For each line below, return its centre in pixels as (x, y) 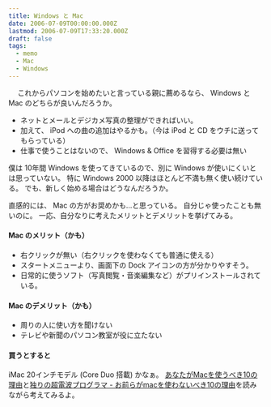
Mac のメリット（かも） (49, 235)
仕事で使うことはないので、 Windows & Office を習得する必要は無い (133, 150)
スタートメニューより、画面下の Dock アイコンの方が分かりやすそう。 (136, 265)
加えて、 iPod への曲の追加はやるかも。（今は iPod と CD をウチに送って (140, 130)
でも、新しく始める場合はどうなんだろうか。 (98, 188)
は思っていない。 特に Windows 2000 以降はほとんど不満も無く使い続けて (132, 178)
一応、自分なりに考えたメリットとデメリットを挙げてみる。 (138, 215)
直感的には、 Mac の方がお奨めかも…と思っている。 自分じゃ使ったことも (131, 205)
